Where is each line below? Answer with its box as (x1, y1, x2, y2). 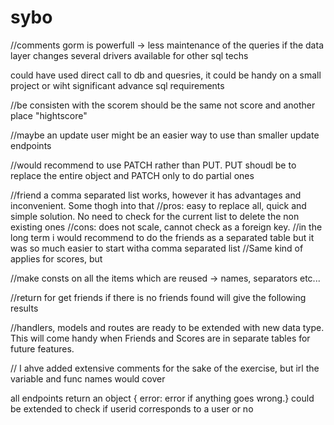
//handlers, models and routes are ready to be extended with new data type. (10, 321, 325, 333)
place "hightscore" (10, 109, 88, 121)
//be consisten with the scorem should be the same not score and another (10, 99, 316, 111)
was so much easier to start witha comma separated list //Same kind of (10, 242, 304, 254)
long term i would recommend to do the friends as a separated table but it (10, 231, 315, 243)
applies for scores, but (10, 252, 103, 265)
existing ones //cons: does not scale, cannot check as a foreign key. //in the (10, 221, 323, 233)
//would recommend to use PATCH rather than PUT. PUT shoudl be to (10, 159, 297, 171)
